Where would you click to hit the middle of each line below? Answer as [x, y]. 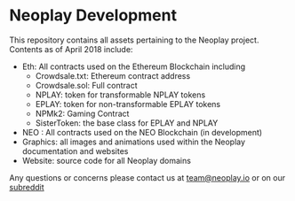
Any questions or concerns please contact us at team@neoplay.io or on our [147, 177]
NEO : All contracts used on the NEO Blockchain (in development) [142, 132]
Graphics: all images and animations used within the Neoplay [134, 142]
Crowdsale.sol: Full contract [86, 85]
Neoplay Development [93, 15]
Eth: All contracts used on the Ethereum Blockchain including [134, 66]
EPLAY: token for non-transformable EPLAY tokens [128, 104]
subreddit [27, 187]
